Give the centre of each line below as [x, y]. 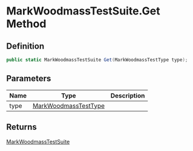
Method [26, 24]
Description [128, 96]
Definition [25, 46]
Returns [22, 127]
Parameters [29, 79]
